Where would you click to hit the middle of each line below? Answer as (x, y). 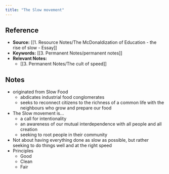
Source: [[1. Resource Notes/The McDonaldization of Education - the (85, 42)
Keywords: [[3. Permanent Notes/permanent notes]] (67, 53)
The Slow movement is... (38, 113)
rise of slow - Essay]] (35, 48)
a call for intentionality (43, 119)
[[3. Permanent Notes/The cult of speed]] (64, 64)
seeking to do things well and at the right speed (62, 146)
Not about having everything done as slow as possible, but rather (81, 140)
